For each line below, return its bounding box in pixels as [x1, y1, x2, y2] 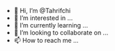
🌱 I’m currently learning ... [13, 21, 89, 29]
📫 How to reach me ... [13, 37, 79, 44]
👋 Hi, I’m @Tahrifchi [13, 7, 71, 14]
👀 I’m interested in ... [13, 14, 73, 22]
